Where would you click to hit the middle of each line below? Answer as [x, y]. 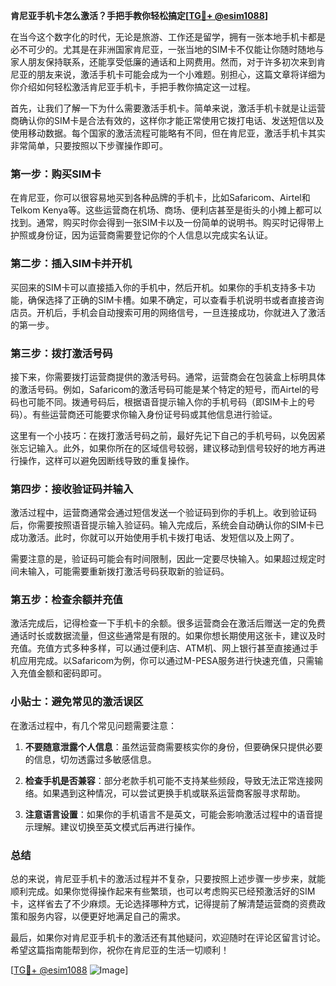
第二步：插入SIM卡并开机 [71, 264]
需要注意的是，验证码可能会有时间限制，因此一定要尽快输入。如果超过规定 [163, 559]
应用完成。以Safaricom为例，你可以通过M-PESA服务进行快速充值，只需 [166, 661]
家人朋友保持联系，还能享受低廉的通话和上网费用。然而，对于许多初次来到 [163, 62]
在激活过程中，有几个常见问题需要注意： [93, 725]
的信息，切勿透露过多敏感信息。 [90, 759]
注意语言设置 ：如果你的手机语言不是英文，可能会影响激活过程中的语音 [169, 814]
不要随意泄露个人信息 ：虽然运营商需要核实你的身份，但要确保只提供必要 [173, 746]
